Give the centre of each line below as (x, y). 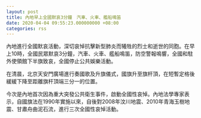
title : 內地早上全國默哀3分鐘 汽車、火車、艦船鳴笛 (64, 17)
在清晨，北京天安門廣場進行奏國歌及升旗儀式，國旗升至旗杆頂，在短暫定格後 (100, 74)
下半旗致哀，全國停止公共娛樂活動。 (71, 61)
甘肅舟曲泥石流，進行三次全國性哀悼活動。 (69, 109)
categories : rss (26, 28)
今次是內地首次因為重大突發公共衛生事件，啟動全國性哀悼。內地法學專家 (95, 94)
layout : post (22, 12)
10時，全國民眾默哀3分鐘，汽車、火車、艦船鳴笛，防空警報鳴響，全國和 (100, 54)
